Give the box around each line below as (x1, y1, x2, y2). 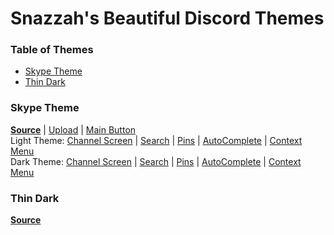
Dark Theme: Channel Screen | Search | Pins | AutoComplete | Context (10, 155, 302, 167)
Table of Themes (10, 43, 94, 57)
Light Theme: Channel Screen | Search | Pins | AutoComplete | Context (10, 134, 303, 146)
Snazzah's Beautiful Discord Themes (10, 7, 325, 30)
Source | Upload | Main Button (10, 123, 137, 136)
